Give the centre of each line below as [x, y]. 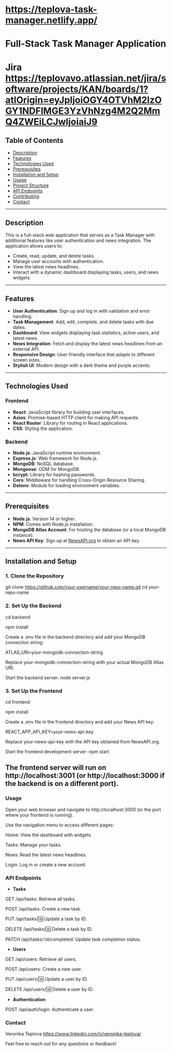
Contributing [26, 196]
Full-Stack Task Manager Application [86, 44]
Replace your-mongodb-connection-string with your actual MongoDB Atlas [84, 662]
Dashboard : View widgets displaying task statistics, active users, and [86, 333]
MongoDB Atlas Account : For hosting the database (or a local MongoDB [89, 529]
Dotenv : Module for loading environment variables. [67, 485]
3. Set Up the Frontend [34, 691]
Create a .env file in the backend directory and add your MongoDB [76, 637]
